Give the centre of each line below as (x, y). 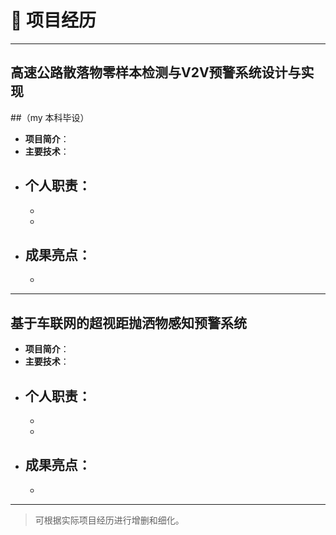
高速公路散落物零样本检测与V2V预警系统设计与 (156, 72)
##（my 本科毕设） (50, 117)
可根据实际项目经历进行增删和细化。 (109, 520)
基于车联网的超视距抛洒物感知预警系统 (128, 322)
